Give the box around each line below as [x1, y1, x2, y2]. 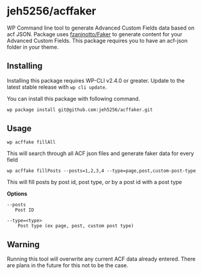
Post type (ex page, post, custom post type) [17, 223, 134, 229]
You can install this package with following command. [7, 95, 140, 102]
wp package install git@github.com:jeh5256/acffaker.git [7, 107, 153, 113]
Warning [7, 239, 40, 250]
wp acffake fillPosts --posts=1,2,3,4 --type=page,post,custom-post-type [7, 168, 197, 174]
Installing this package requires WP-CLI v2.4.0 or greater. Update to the [7, 77, 185, 84]
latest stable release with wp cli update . [7, 83, 107, 90]
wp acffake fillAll [7, 139, 56, 145]
